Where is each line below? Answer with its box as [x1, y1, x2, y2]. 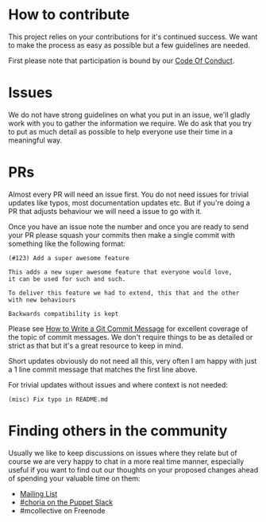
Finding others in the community [8, 422, 228, 439]
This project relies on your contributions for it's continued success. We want [8, 32, 258, 41]
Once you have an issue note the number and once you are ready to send [8, 221, 249, 232]
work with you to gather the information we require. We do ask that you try [8, 118, 253, 128]
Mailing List [19, 489, 58, 498]
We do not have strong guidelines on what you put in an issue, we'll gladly [8, 110, 250, 119]
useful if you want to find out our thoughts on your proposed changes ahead [8, 465, 259, 474]
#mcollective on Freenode [19, 505, 106, 515]
